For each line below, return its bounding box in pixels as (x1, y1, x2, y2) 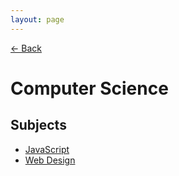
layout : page (10, 14, 65, 25)
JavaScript (24, 143, 70, 155)
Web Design (24, 154, 76, 166)
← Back (10, 42, 42, 54)
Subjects (10, 117, 67, 134)
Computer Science (10, 77, 169, 100)
